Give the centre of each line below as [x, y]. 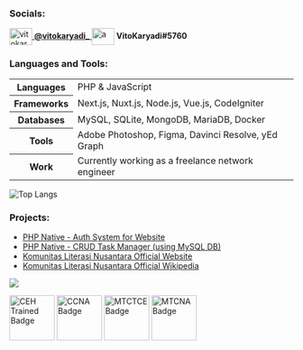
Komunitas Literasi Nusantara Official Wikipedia [111, 266]
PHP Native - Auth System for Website [93, 237]
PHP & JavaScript [115, 87]
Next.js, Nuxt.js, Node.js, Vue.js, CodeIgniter [170, 103]
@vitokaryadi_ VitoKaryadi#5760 [110, 36]
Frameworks [41, 104]
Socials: [28, 14]
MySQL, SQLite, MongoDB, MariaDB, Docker [171, 119]
